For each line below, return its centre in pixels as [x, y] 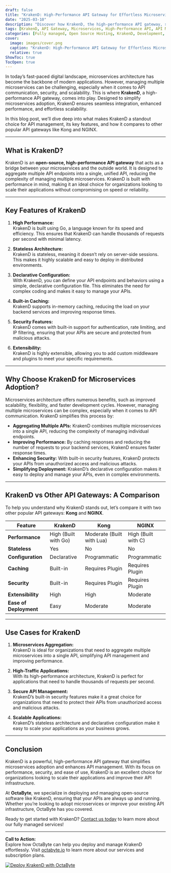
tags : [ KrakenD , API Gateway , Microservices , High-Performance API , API [84, 29]
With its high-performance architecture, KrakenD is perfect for [78, 676]
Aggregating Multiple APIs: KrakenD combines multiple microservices [87, 426]
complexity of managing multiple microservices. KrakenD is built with [78, 179]
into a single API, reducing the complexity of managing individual [81, 431]
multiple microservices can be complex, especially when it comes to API [81, 410]
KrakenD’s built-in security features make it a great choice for [77, 697]
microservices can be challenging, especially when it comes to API [75, 88]
